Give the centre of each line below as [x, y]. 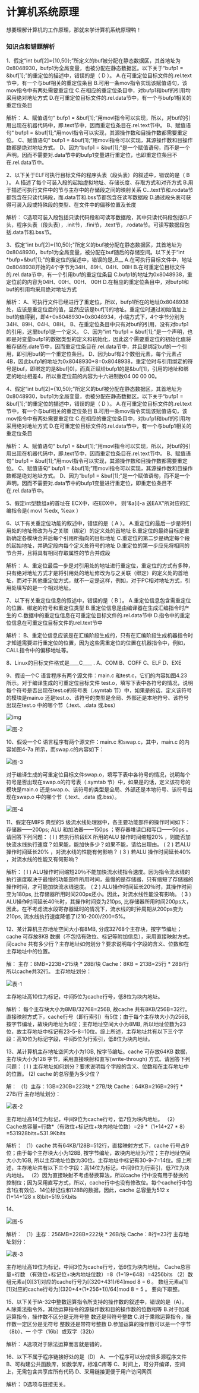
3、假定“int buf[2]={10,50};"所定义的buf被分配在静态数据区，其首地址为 [94, 245]
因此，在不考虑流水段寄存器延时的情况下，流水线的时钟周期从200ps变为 [95, 909]
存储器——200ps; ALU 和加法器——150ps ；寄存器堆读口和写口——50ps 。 [99, 830]
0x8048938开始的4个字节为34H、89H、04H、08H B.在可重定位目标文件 [96, 267]
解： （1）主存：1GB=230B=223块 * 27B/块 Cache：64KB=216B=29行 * [94, 1086]
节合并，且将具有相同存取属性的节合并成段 [58, 553]
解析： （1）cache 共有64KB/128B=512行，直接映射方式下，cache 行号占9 [98, 1146]
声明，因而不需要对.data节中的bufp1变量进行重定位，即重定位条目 [87, 483]
